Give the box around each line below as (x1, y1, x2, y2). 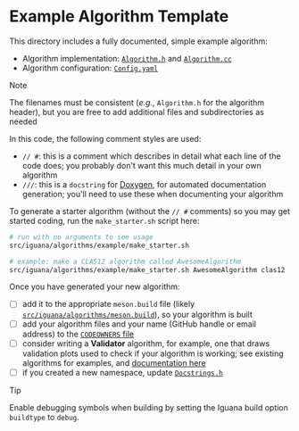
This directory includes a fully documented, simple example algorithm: (9, 36, 268, 46)
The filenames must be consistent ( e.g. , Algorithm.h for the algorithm (9, 96, 265, 108)
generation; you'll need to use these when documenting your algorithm (21, 188, 284, 199)
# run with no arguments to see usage (9, 232, 154, 242)
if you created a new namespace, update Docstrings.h (21, 367, 223, 377)
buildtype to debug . (9, 411, 79, 422)
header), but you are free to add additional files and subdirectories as (9, 106, 265, 117)
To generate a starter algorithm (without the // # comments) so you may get (9, 205, 290, 216)
